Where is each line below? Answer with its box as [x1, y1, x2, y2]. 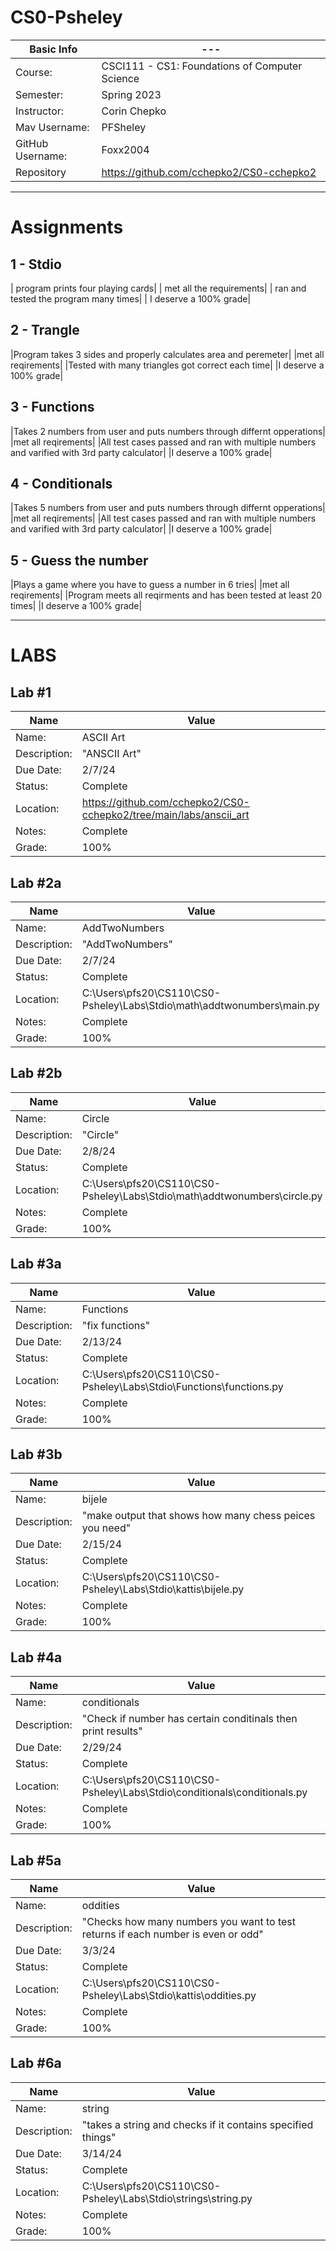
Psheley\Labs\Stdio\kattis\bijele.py [81, 1582, 245, 1596]
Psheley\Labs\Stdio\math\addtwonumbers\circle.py [81, 1189, 323, 1203]
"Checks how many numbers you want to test [81, 1915, 296, 1929]
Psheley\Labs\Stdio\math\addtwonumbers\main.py [81, 999, 320, 1012]
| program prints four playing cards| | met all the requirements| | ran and [10, 282, 307, 294]
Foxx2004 [101, 142, 150, 156]
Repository [15, 165, 67, 179]
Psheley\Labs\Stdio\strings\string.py [81, 2191, 253, 2205]
